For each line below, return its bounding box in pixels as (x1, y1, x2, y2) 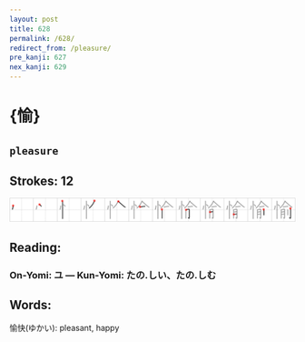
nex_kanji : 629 (9, 63, 67, 72)
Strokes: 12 (9, 173, 74, 188)
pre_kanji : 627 (9, 53, 67, 63)
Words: (9, 297, 52, 313)
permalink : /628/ (9, 34, 75, 43)
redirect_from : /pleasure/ (9, 44, 112, 53)
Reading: (9, 239, 62, 255)
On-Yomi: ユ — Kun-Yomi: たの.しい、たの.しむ (9, 268, 217, 281)
